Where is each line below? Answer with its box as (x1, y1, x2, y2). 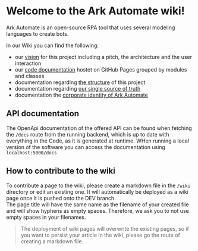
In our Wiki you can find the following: (6, 42, 99, 49)
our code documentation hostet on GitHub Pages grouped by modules (14, 66, 187, 73)
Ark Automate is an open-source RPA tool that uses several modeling (6, 24, 175, 31)
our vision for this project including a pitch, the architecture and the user (14, 53, 192, 60)
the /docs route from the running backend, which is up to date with (6, 131, 169, 138)
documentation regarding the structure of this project (14, 79, 146, 86)
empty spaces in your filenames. (6, 213, 86, 221)
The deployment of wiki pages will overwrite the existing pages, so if (20, 225, 189, 232)
